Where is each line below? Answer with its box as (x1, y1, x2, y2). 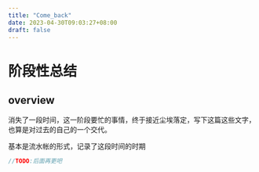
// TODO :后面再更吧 (8, 157, 63, 165)
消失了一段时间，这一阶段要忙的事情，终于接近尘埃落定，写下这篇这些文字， (8, 115, 256, 125)
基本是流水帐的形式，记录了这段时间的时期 (8, 142, 146, 151)
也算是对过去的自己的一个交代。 (8, 125, 111, 134)
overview (8, 93, 55, 106)
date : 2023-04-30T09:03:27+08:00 (8, 19, 118, 27)
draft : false (8, 26, 51, 34)
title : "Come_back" (8, 11, 72, 20)
